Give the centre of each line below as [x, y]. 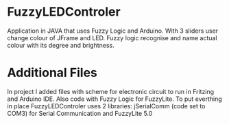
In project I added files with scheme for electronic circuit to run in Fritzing [111, 91]
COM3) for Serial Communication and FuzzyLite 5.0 [80, 113]
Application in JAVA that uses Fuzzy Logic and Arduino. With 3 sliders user [112, 31]
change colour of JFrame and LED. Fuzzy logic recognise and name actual [112, 37]
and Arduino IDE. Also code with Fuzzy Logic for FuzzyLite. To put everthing [115, 99]
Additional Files [52, 73]
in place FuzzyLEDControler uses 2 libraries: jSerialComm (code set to [106, 106]
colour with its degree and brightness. [61, 45]
